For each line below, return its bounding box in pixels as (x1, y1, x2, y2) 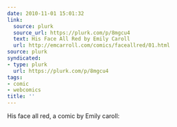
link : (7, 16, 23, 23)
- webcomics (7, 86, 41, 93)
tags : (7, 73, 23, 81)
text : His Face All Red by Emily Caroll (13, 36, 130, 43)
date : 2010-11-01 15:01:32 (7, 10, 84, 17)
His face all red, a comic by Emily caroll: (7, 112, 120, 120)
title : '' (7, 93, 36, 100)
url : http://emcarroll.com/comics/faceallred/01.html (13, 42, 170, 49)
